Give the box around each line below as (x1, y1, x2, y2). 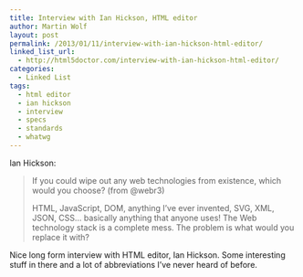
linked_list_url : (9, 48, 76, 57)
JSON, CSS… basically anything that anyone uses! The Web (31, 212, 257, 223)
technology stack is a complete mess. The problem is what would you (31, 221, 295, 233)
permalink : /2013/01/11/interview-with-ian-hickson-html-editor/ (9, 38, 263, 48)
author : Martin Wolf (9, 22, 89, 31)
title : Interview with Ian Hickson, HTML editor (9, 13, 198, 23)
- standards (17, 124, 64, 133)
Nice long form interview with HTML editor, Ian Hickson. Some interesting (9, 249, 286, 261)
